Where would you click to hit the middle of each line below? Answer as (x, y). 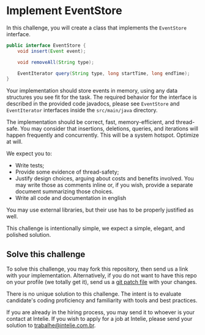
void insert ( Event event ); (52, 51)
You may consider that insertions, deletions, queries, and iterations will (110, 129)
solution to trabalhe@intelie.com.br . (51, 325)
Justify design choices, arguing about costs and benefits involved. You (104, 179)
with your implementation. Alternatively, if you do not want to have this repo (102, 275)
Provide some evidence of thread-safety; (67, 172)
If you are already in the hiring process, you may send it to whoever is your (100, 312)
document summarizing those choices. (64, 191)
